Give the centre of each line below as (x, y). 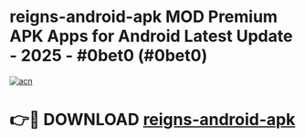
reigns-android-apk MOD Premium (144, 17)
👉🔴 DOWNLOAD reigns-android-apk (152, 120)
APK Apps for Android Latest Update (151, 36)
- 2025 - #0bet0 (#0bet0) (109, 56)
